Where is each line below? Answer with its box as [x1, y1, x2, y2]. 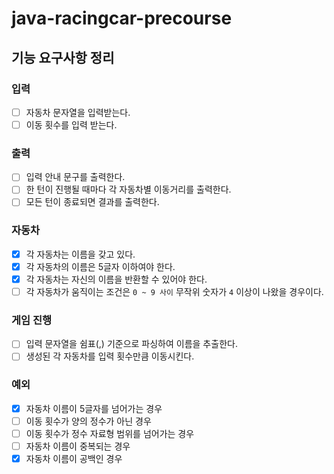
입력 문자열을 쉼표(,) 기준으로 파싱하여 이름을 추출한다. [25, 338, 238, 350]
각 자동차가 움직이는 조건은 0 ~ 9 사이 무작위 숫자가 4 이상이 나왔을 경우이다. [25, 285, 324, 297]
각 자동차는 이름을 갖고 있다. [25, 248, 136, 260]
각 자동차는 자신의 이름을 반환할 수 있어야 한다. [25, 273, 208, 285]
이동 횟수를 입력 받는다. [25, 118, 118, 131]
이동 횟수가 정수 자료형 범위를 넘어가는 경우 [25, 427, 195, 439]
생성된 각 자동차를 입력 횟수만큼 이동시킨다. [25, 350, 195, 362]
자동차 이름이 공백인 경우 [25, 453, 123, 464]
